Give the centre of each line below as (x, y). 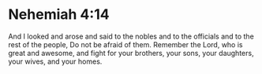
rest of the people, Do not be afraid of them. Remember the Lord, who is (125, 44)
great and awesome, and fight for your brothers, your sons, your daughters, (131, 53)
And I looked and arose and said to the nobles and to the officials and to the (131, 36)
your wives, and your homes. (55, 61)
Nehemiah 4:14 (59, 15)
